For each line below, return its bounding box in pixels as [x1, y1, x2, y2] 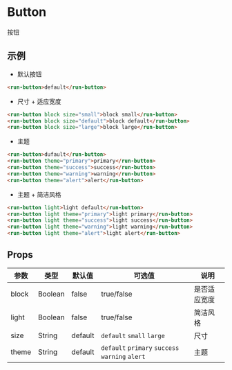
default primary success [101, 344, 180, 352]
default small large [101, 332, 166, 340]
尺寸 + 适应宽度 [17, 97, 61, 105]
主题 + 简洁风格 [17, 190, 61, 198]
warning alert [101, 353, 146, 360]
